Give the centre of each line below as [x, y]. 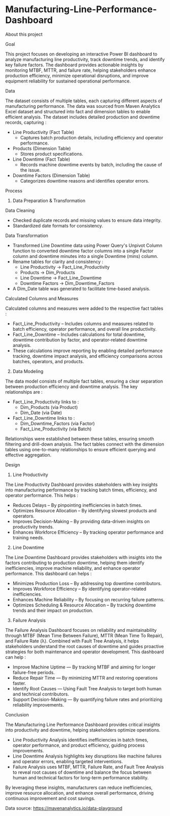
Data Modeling [28, 371]
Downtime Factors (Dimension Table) [51, 175]
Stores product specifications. [52, 154]
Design [13, 464]
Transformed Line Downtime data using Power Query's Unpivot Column [87, 245]
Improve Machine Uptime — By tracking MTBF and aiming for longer [84, 667]
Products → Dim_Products [47, 272]
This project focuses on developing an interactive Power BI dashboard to [81, 54]
